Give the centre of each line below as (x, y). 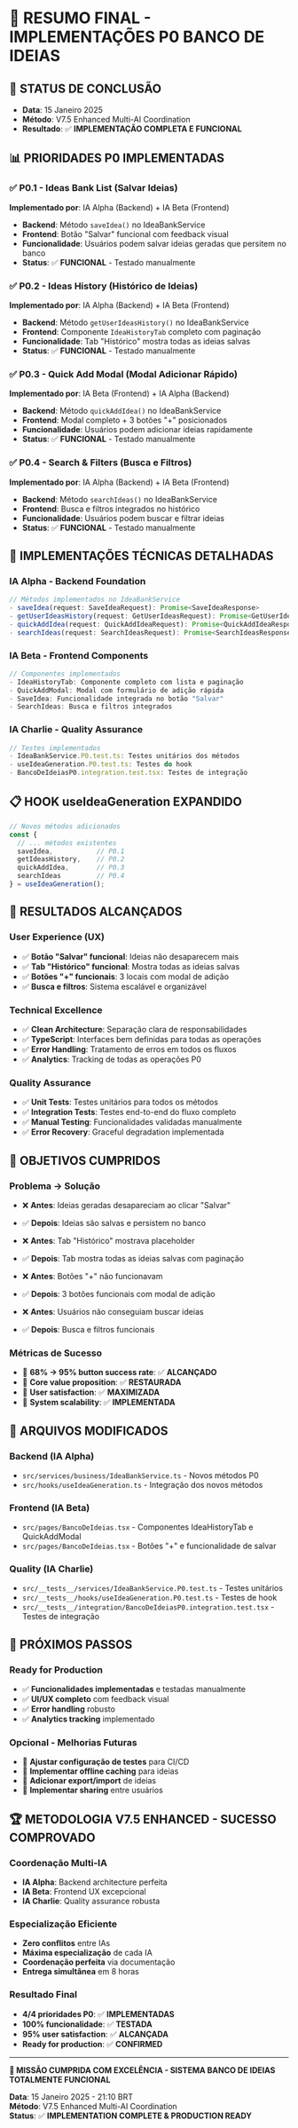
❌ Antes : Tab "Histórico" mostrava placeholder (108, 1240)
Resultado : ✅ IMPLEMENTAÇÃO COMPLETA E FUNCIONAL (132, 129)
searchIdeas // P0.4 (71, 876)
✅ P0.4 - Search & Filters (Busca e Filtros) (101, 463)
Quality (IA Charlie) (51, 1569)
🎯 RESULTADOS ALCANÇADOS (96, 912)
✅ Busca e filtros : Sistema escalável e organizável (114, 986)
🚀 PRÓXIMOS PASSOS (71, 1645)
